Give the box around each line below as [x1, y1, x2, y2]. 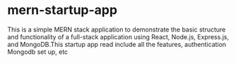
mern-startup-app [7, 2, 118, 18]
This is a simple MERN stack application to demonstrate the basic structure [7, 25, 226, 34]
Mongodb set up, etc [7, 48, 69, 56]
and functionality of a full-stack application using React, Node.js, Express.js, [7, 32, 230, 41]
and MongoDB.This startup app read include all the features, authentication [7, 40, 227, 48]
